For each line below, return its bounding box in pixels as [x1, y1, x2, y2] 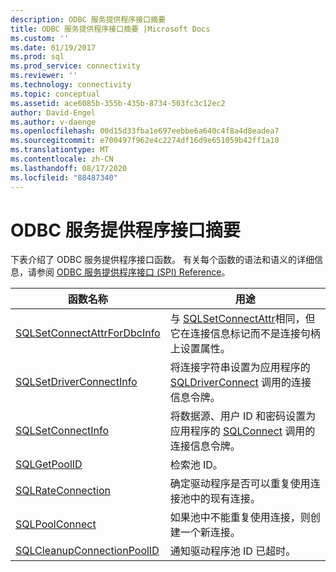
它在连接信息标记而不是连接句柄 [169, 327, 321, 341]
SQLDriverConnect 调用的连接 [169, 376, 312, 390]
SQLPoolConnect [15, 517, 97, 531]
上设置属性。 [169, 342, 231, 356]
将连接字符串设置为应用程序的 [169, 361, 311, 375]
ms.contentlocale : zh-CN [10, 154, 114, 164]
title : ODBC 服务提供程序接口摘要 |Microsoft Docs [10, 24, 211, 34]
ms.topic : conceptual [10, 89, 101, 99]
